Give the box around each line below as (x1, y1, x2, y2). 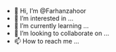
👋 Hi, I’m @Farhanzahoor (13, 7, 86, 15)
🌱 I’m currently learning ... (13, 22, 89, 30)
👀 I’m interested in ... (13, 14, 74, 22)
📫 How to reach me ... (13, 37, 79, 45)
